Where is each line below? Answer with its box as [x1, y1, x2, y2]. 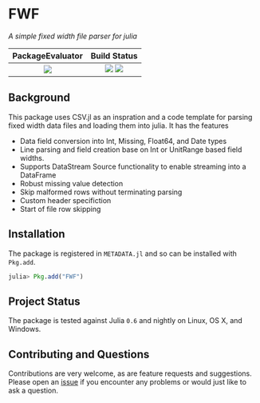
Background [8, 91, 70, 105]
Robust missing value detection [19, 178, 124, 188]
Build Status [90, 50, 138, 61]
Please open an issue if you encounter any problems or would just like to [8, 377, 247, 387]
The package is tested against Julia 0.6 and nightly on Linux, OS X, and [8, 316, 243, 325]
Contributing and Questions [8, 347, 150, 361]
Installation [8, 227, 65, 241]
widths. [19, 153, 45, 162]
